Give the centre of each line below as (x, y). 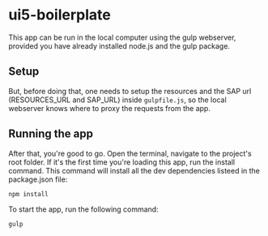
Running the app (51, 134)
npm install (28, 194)
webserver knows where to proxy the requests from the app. (109, 108)
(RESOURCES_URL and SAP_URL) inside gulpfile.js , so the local (117, 100)
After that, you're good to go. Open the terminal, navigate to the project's (130, 153)
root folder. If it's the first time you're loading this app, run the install (122, 162)
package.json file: (38, 179)
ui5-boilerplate (60, 15)
